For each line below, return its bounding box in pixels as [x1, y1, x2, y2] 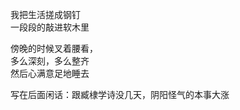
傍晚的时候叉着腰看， [10, 43, 98, 54]
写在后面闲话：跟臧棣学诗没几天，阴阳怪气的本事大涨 [10, 89, 230, 100]
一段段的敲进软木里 [10, 21, 90, 33]
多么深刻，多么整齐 [10, 55, 90, 67]
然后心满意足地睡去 [10, 68, 90, 79]
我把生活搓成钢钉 [10, 9, 81, 20]
